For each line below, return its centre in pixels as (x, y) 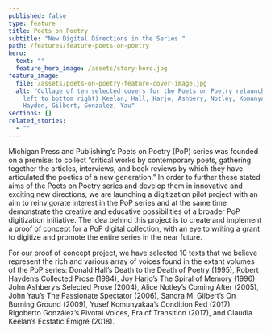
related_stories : (38, 121)
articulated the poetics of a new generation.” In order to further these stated (134, 177)
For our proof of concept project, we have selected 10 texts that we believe (133, 253)
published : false (38, 16)
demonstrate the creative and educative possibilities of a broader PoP (124, 211)
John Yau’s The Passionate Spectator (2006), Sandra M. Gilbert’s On (122, 295)
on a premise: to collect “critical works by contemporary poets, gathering (130, 160)
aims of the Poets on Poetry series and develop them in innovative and (126, 186)
